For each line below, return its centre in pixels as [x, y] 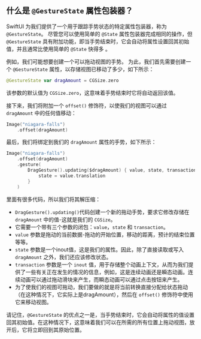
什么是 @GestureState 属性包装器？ [70, 11]
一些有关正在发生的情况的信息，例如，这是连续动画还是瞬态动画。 [107, 272]
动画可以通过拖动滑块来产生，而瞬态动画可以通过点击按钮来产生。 [101, 279]
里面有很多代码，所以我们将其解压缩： [53, 199]
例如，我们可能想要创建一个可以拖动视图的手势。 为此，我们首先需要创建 [96, 61]
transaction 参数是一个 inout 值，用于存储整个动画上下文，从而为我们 [101, 264]
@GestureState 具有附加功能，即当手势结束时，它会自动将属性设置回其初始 [98, 41]
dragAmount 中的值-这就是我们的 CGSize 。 [65, 219]
